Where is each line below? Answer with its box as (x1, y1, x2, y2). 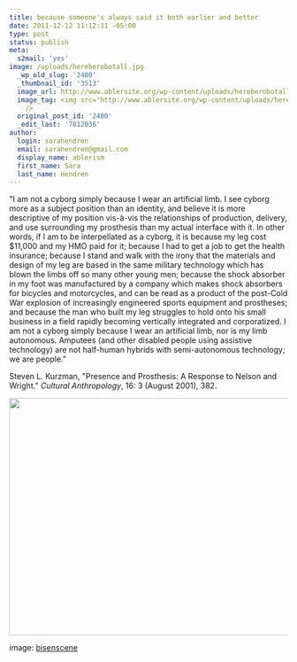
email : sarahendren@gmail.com (17, 144, 128, 153)
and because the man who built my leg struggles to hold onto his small (9, 307, 267, 317)
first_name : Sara (17, 161, 81, 170)
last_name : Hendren (17, 169, 89, 178)
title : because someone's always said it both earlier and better (9, 12, 259, 22)
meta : (9, 46, 29, 55)
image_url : (17, 87, 57, 96)
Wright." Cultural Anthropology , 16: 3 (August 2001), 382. (9, 380, 217, 391)
